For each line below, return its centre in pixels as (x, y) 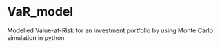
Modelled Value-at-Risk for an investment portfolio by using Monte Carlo (110, 30)
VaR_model (40, 12)
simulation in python (36, 37)
